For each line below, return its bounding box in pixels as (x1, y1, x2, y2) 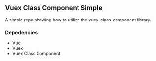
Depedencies (5, 29, 38, 36)
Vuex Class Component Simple (5, 4, 103, 12)
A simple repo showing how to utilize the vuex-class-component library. (5, 17, 152, 22)
